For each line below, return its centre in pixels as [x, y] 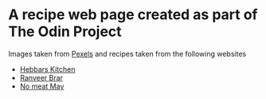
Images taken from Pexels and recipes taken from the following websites [127, 53]
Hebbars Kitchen [47, 69]
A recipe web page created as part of [133, 15]
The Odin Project [65, 32]
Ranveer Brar [41, 77]
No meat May [42, 86]
